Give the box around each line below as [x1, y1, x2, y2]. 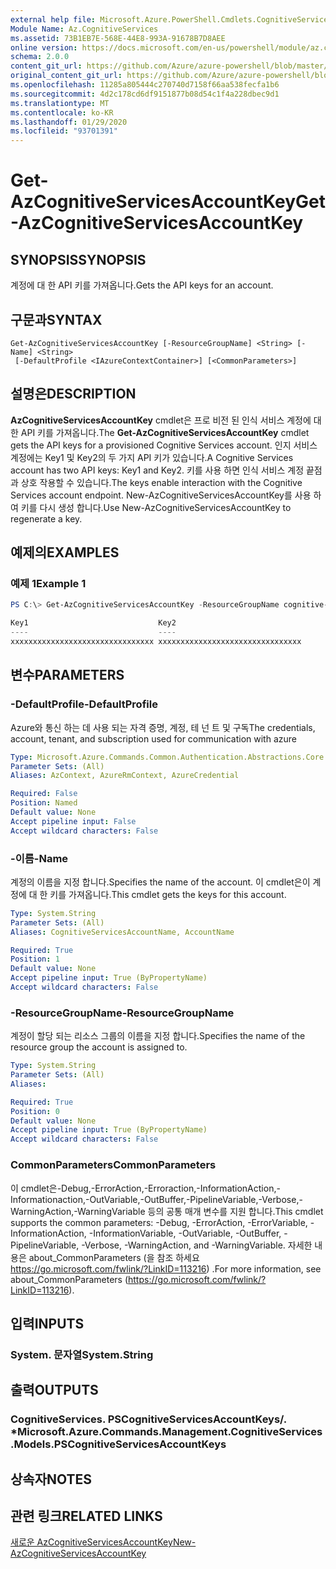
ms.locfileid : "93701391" [10, 126, 118, 136]
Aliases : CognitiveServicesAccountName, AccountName [10, 927, 235, 937]
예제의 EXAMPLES [10, 544, 120, 561]
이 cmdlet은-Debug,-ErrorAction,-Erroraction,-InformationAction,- [10, 1182, 281, 1194]
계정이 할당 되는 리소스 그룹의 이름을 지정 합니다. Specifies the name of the [10, 1030, 306, 1042]
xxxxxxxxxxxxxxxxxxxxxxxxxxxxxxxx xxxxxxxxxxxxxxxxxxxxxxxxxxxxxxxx [10, 637, 302, 647]
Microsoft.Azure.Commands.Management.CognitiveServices [17, 1425, 323, 1439]
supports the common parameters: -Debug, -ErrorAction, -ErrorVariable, [10, 1216, 308, 1228]
